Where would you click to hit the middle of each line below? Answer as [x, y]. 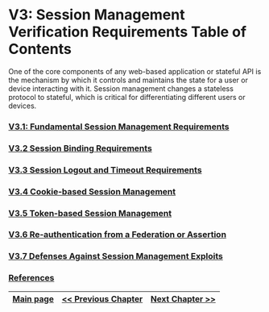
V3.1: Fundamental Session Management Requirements [119, 127]
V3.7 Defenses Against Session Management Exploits [116, 256]
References [31, 278]
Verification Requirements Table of [128, 32]
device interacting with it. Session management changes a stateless [121, 88]
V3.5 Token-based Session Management [90, 213]
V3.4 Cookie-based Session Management [92, 191]
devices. [23, 106]
